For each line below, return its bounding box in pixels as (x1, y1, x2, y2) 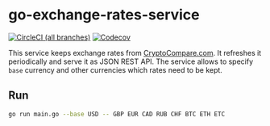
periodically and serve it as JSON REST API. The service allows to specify (8, 57, 254, 66)
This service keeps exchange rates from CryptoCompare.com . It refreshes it (8, 48, 262, 57)
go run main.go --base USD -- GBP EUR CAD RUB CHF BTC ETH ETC (8, 110, 226, 118)
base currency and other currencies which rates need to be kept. (8, 65, 223, 74)
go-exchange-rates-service (8, 6, 200, 24)
